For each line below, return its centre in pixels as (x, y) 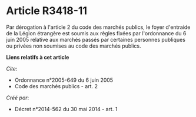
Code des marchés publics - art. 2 (56, 86)
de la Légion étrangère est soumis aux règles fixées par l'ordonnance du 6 (96, 33)
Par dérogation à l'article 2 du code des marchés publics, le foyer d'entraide (98, 27)
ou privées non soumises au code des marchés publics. (74, 46)
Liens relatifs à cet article (38, 57)
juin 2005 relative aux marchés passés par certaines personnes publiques (96, 39)
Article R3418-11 (46, 11)
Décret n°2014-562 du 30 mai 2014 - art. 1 (66, 109)
